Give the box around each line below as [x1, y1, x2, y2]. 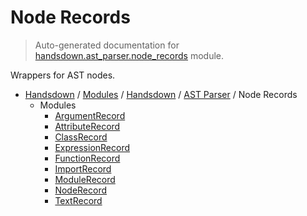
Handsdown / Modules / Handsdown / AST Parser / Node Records [24, 88, 298, 100]
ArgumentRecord [54, 109, 126, 121]
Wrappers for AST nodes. [10, 69, 116, 81]
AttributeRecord [54, 120, 121, 132]
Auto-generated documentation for [34, 39, 180, 51]
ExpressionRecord [54, 141, 131, 153]
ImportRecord [54, 162, 112, 175]
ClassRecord [54, 131, 108, 143]
